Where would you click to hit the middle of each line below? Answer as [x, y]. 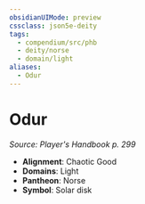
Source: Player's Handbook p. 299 [72, 144]
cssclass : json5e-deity [53, 26]
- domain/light [45, 59]
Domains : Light [50, 171]
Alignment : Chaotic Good [69, 161]
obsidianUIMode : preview [55, 17]
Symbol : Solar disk [57, 190]
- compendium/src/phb [57, 42]
